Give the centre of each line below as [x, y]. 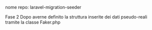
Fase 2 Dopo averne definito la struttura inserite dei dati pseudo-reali [76, 17]
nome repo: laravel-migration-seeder [43, 7]
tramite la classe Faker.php [33, 22]
